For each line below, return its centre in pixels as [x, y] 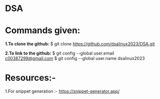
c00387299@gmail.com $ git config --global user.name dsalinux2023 [75, 58]
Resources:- [31, 78]
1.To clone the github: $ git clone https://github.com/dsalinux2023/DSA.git [80, 44]
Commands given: [43, 31]
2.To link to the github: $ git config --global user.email [60, 53]
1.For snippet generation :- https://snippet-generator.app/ [62, 91]
